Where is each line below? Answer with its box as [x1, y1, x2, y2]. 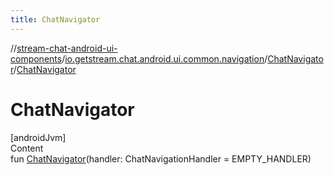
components [10, 52, 63, 65]
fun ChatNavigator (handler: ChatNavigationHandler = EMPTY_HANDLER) [10, 152, 312, 165]
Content [10, 142, 44, 154]
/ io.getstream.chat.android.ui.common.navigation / [61, 52, 268, 65]
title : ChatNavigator [10, 14, 101, 25]
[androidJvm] [10, 131, 67, 143]
